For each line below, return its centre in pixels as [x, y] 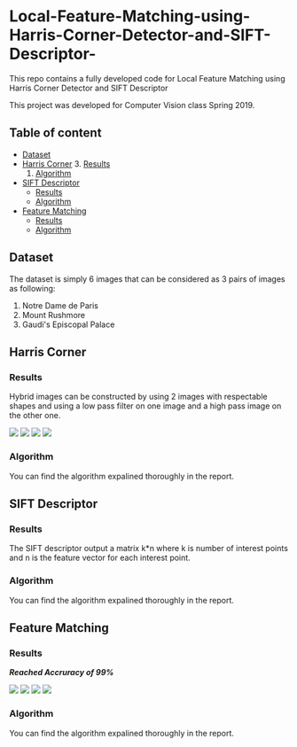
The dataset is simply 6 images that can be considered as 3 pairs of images [147, 279]
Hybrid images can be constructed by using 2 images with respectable [138, 397]
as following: [32, 288]
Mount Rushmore [54, 315]
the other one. [35, 416]
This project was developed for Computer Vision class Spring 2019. [132, 105]
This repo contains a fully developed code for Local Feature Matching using [147, 78]
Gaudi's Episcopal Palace [68, 324]
